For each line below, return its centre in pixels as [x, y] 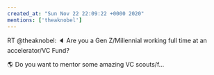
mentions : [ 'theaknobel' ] [44, 20]
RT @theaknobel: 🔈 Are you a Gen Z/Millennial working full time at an [107, 40]
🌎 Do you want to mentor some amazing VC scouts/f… [86, 64]
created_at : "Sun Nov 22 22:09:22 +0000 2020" [76, 14]
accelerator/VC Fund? [38, 50]
